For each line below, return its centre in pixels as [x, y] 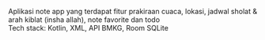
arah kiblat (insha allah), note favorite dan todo [84, 20]
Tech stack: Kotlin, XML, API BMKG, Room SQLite [88, 28]
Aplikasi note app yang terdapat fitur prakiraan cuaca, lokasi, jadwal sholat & [133, 11]
